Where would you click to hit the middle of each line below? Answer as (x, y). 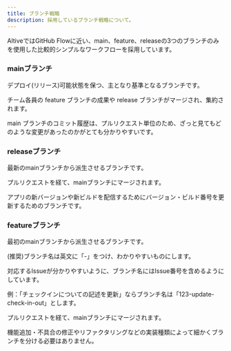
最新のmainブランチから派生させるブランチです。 (77, 168)
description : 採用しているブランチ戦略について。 (71, 20)
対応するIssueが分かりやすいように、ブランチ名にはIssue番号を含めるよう (113, 271)
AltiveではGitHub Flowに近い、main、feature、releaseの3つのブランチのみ (113, 40)
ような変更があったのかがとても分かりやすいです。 (85, 131)
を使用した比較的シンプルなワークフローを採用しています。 (91, 49)
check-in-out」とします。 (43, 303)
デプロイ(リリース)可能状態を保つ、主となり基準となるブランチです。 (105, 85)
